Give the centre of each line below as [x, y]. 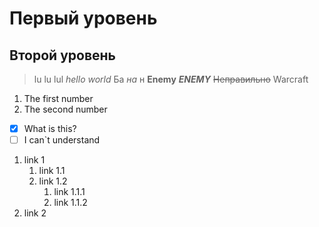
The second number [65, 109]
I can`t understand [62, 140]
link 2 [35, 213]
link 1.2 [53, 181]
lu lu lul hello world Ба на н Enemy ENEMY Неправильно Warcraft [171, 79]
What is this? [50, 128]
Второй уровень [62, 55]
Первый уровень [83, 18]
